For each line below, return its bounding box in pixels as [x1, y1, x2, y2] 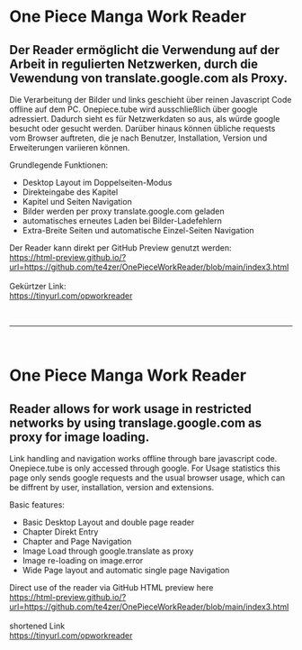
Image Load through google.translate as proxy [22, 545, 194, 556]
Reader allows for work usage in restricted [9, 401, 252, 417]
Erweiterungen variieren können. [9, 142, 130, 152]
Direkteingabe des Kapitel [22, 187, 119, 197]
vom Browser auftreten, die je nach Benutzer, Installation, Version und [9, 133, 268, 143]
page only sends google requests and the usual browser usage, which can [9, 472, 286, 483]
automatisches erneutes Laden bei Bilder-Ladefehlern [22, 215, 222, 226]
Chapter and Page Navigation [22, 536, 132, 546]
